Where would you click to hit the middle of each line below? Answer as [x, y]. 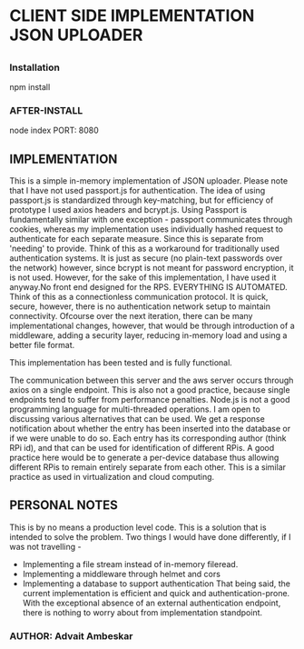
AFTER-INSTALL [46, 110]
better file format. [42, 345]
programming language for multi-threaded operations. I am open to [135, 409]
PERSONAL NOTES [64, 505]
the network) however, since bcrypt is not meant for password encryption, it [152, 268]
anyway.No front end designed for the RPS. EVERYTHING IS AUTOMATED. [148, 287]
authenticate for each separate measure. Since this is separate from [137, 239]
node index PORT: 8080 [54, 130]
